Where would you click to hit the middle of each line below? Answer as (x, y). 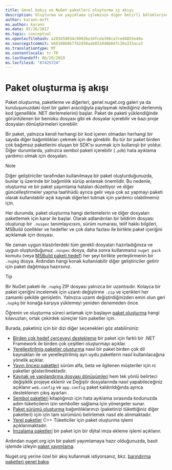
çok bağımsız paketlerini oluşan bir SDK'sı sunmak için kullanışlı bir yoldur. (84, 145)
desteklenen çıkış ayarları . (41, 393)
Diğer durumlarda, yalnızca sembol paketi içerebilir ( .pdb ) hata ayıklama (81, 151)
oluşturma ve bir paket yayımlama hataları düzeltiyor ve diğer (70, 187)
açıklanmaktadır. (30, 426)
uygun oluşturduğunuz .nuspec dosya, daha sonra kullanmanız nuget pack (83, 250)
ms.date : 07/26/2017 (27, 29)
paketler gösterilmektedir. (40, 371)
